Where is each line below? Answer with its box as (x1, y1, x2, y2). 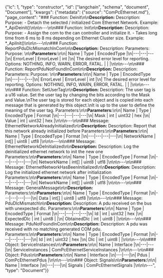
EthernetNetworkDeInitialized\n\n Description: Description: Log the (5, 143, 139, 149)
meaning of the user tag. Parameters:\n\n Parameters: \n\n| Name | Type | (5, 107, 152, 113)
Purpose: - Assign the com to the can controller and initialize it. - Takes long (5, 30, 158, 35)
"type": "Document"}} (5, 267, 49, 273)
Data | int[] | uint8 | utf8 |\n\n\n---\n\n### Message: (38, 195, 143, 201)
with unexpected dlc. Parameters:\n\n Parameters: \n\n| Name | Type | (5, 206, 145, 211)
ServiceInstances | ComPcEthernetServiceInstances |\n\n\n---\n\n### (13, 247, 154, 252)
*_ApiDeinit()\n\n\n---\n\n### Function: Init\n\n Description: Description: (5, 25, 149, 31)
